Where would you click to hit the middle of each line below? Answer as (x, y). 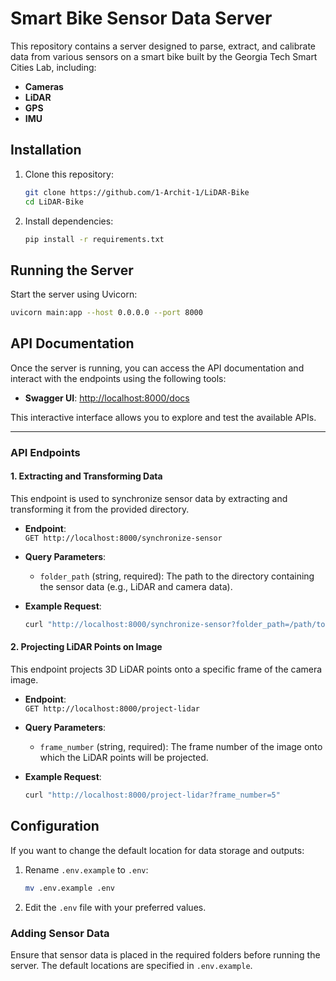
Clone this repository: (69, 174)
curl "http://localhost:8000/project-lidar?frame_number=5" (152, 795)
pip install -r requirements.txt (94, 239)
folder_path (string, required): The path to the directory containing (177, 576)
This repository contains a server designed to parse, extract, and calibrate (163, 46)
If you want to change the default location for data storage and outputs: (157, 850)
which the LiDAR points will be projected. (124, 758)
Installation (46, 150)
